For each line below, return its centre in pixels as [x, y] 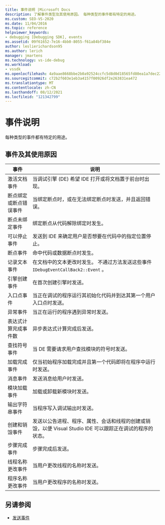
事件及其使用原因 [31, 154]
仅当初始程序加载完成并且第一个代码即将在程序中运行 [94, 362]
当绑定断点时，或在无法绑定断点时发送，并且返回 [89, 199]
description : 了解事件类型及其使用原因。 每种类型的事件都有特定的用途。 [72, 14]
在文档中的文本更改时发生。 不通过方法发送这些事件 [92, 262]
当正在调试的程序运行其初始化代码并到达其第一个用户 [94, 295]
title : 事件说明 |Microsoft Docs [38, 10]
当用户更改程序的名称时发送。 [67, 482]
